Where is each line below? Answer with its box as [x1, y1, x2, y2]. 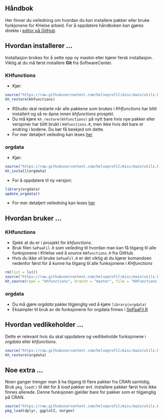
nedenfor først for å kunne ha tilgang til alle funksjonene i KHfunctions [12, 261, 153, 266]
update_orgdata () [5, 191, 40, 196]
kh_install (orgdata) [5, 168, 47, 174]
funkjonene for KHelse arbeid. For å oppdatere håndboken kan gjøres [5, 22, 144, 28]
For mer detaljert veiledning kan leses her [12, 200, 96, 206]
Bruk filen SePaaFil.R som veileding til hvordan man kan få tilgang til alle [12, 245, 157, 251]
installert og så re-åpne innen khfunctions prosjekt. [12, 111, 115, 117]
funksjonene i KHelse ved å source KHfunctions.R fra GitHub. [12, 250, 134, 256]
